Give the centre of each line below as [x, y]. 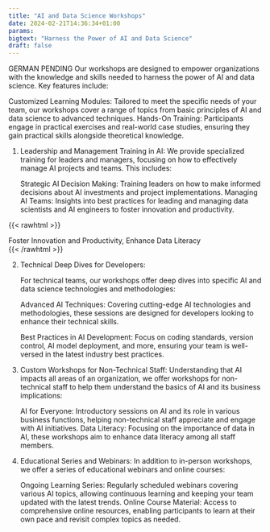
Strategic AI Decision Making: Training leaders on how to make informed [140, 184]
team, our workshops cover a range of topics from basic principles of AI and [135, 110]
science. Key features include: [58, 86]
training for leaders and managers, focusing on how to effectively [129, 160]
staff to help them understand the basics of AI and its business [156, 387]
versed [31, 354]
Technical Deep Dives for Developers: [83, 265]
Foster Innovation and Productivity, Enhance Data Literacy [105, 241]
